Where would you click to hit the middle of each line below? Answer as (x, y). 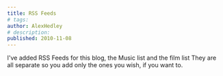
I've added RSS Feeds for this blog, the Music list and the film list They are (112, 58)
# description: (29, 32)
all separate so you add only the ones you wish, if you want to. (95, 65)
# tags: (18, 20)
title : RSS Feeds (32, 13)
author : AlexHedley (35, 26)
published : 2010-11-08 (39, 39)
